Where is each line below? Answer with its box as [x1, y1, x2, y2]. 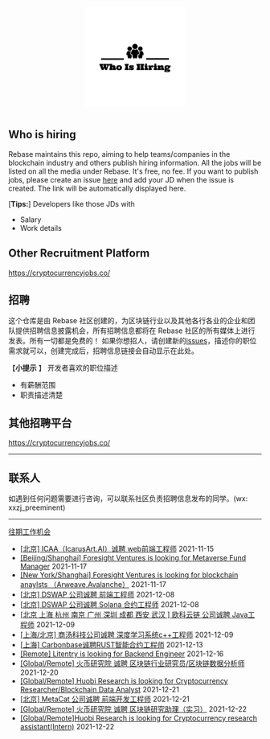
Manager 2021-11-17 [19, 561, 87, 572]
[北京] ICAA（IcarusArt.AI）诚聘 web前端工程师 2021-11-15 [19, 544, 215, 554]
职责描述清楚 [19, 390, 63, 400]
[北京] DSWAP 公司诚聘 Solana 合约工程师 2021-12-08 [19, 600, 199, 610]
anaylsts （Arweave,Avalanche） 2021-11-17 [19, 580, 166, 589]
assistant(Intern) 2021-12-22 [19, 722, 115, 732]
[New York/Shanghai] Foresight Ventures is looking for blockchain [19, 570, 239, 580]
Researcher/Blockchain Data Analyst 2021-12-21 [19, 685, 179, 695]
